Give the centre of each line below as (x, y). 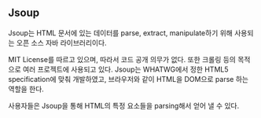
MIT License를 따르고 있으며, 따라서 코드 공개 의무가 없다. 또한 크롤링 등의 (122, 59)
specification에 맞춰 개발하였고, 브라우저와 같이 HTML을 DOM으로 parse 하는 (129, 79)
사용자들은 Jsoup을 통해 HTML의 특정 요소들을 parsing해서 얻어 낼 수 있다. (124, 105)
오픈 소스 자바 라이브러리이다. (62, 42)
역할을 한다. (26, 89)
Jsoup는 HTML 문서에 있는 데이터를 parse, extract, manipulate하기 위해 (121, 33)
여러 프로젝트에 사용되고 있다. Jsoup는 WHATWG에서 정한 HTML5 (126, 69)
